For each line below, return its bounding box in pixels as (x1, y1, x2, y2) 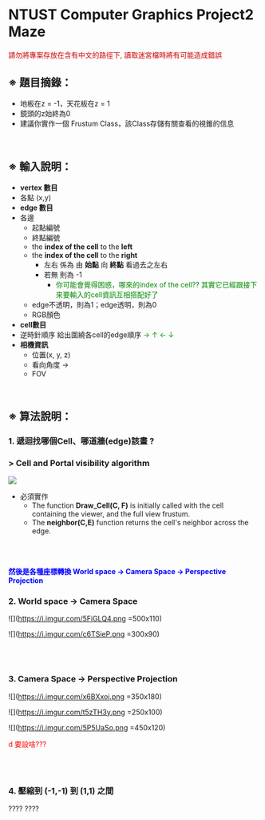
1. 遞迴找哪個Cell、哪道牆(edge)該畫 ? (8, 435, 155, 446)
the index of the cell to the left (31, 242, 133, 251)
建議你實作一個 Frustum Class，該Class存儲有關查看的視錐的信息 (19, 119, 235, 128)
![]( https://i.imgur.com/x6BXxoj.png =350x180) (8, 691, 162, 701)
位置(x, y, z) (31, 350, 71, 360)
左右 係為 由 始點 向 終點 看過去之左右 (43, 259, 168, 269)
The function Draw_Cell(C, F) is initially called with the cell (31, 500, 224, 510)
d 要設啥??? (8, 739, 46, 749)
